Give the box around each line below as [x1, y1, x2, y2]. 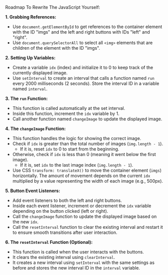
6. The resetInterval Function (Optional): [5, 239, 93, 245]
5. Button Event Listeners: [5, 188, 60, 194]
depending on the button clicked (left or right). [12, 208, 109, 214]
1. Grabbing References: [5, 14, 57, 20]
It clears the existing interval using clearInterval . [12, 254, 115, 260]
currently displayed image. [12, 70, 68, 76]
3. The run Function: [5, 95, 48, 101]
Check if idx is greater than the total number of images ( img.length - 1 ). [12, 141, 163, 147]
